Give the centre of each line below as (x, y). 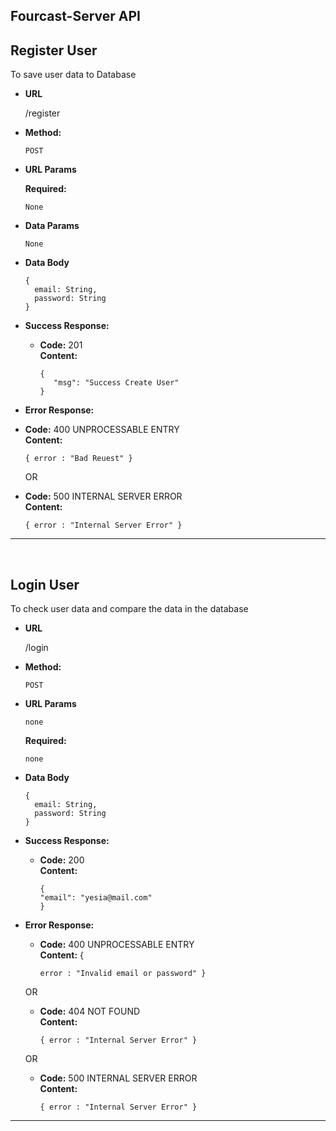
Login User (45, 584)
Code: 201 (61, 345)
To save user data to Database (73, 75)
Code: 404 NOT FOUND (90, 1011)
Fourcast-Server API (75, 16)
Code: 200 (62, 860)
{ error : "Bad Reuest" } (78, 459)
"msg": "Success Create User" (116, 383)
